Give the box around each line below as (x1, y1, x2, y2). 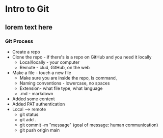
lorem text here (5, 23, 53, 31)
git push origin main (19, 127, 60, 133)
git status (19, 111, 39, 117)
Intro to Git (5, 3, 49, 15)
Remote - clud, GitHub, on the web (19, 64, 90, 70)
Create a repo (12, 49, 40, 55)
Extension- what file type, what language (19, 85, 103, 91)
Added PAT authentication (12, 101, 65, 107)
